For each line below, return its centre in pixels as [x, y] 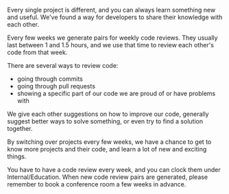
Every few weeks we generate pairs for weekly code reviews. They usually [112, 38]
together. [20, 129]
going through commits [50, 79]
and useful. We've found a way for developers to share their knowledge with [115, 17]
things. [17, 156]
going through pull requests [56, 86]
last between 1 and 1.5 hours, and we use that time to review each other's [111, 45]
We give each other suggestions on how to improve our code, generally [108, 114]
